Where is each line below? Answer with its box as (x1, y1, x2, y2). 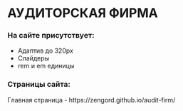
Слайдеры (17, 54, 50, 63)
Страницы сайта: (7, 80, 71, 90)
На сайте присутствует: (7, 31, 95, 41)
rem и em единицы (17, 62, 75, 70)
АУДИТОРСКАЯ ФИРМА (7, 5, 158, 21)
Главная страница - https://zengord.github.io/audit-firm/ (7, 95, 176, 104)
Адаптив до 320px (17, 46, 73, 55)
